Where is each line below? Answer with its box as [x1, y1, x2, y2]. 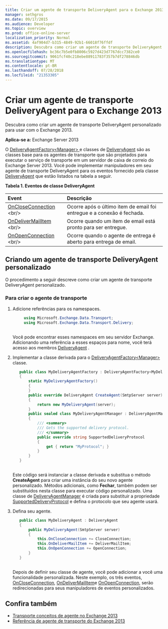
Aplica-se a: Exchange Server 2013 [5, 137, 79, 143]
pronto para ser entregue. [66, 224, 127, 231]
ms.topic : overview [5, 26, 46, 31]
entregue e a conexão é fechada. [66, 209, 144, 216]
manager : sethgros [5, 12, 43, 17]
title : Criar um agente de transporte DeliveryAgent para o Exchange [5, 7, 153, 13]
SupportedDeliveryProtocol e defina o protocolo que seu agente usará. [12, 498, 159, 505]
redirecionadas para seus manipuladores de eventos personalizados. [12, 585, 155, 591]
